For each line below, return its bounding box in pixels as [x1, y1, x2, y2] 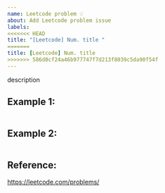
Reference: [7, 159, 57, 171]
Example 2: [7, 127, 58, 139]
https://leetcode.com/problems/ [7, 178, 100, 187]
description [7, 75, 41, 84]
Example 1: [7, 96, 55, 108]
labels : [7, 23, 30, 30]
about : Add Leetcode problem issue [7, 17, 112, 24]
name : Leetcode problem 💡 [7, 10, 84, 18]
